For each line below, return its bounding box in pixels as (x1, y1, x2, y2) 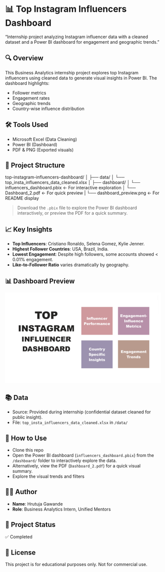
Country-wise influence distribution (12, 106, 85, 112)
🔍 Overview (5, 54, 43, 62)
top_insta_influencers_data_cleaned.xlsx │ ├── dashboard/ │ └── (5, 179, 141, 185)
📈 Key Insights (5, 225, 53, 233)
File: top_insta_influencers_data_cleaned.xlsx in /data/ (12, 419, 128, 426)
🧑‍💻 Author (5, 488, 38, 496)
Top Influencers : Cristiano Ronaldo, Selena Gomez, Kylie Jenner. (12, 241, 145, 247)
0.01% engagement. (12, 257, 53, 263)
